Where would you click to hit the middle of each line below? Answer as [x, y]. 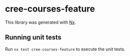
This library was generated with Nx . [41, 22]
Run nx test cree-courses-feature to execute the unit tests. [65, 49]
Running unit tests [33, 37]
